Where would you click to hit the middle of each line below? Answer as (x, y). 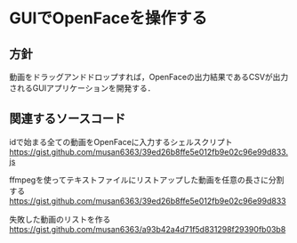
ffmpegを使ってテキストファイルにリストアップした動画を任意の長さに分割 (147, 180)
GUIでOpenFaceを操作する (108, 18)
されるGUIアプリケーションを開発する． (82, 88)
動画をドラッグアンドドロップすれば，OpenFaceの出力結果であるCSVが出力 (149, 77)
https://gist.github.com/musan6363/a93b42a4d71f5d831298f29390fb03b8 (148, 229)
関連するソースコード (68, 119)
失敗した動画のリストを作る (60, 219)
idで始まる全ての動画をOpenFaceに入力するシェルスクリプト (121, 142)
